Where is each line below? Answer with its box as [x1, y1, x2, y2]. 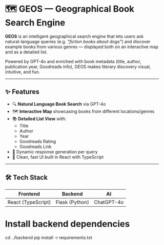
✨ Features [5, 88, 40, 96]
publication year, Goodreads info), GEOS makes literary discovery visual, [5, 64, 151, 70]
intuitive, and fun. [5, 69, 41, 74]
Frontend [18, 190, 40, 197]
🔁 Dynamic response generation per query [12, 148, 98, 154]
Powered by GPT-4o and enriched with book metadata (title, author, [5, 58, 142, 64]
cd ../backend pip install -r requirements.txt [5, 234, 93, 240]
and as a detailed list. [5, 49, 48, 55]
